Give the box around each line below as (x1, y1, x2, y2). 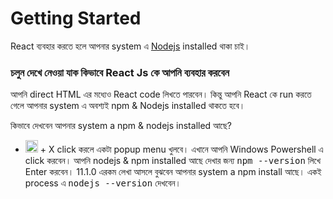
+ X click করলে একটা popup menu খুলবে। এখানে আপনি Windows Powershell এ (39, 143, 324, 156)
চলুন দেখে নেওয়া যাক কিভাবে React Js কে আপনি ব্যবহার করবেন (10, 65, 230, 79)
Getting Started (10, 7, 142, 30)
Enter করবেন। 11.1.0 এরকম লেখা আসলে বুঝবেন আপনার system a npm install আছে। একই (24, 166, 322, 178)
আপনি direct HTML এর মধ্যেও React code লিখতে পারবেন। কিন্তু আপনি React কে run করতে (10, 88, 312, 101)
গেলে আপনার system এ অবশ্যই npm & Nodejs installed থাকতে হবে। (10, 100, 246, 112)
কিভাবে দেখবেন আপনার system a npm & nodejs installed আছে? (10, 120, 232, 132)
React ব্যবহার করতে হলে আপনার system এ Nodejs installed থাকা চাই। (10, 40, 251, 52)
